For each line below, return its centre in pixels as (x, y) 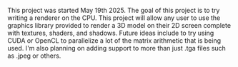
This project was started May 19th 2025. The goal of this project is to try (114, 10)
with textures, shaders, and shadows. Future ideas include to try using (111, 33)
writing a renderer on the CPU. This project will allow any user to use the (114, 18)
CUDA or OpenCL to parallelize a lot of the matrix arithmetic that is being (114, 41)
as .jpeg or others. (34, 56)
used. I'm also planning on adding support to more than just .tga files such (117, 48)
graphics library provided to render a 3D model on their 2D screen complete (119, 25)
